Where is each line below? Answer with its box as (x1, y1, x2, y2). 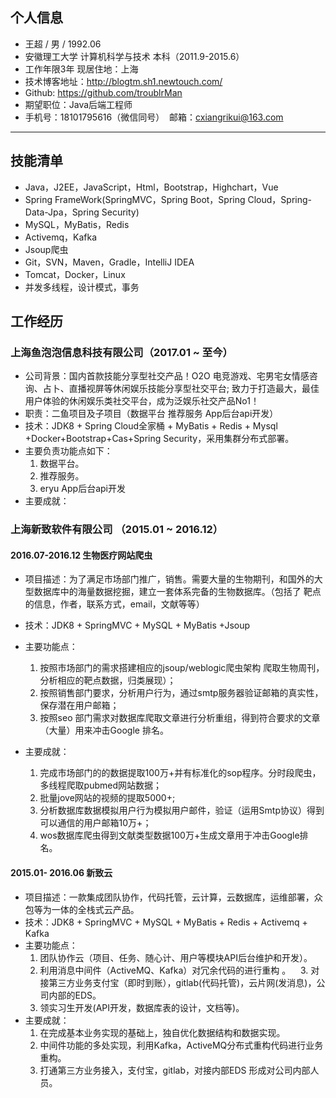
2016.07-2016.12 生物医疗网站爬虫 (10, 549, 153, 561)
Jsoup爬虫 (24, 243, 69, 255)
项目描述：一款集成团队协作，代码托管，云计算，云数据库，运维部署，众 (24, 891, 323, 903)
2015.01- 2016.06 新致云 (10, 867, 113, 879)
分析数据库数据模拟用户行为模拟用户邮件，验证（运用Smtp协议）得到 (39, 804, 325, 817)
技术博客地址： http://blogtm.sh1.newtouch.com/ (24, 75, 223, 87)
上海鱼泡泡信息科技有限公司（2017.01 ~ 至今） (10, 345, 233, 359)
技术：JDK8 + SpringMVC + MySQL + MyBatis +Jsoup (24, 619, 251, 632)
